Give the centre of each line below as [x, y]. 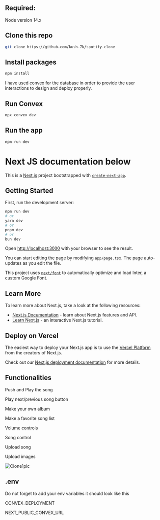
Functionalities [28, 378]
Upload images [20, 456]
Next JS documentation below [68, 161]
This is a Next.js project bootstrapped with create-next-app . [66, 175]
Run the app [24, 130]
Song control [18, 437]
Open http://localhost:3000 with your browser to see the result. [69, 248]
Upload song [18, 447]
